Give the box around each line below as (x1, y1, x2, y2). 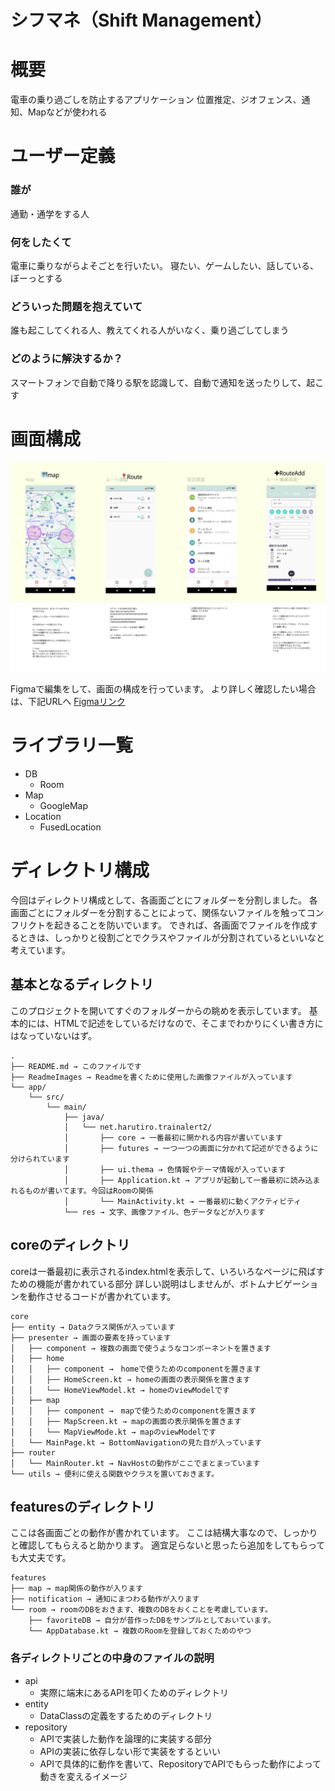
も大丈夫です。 (10, 1552, 72, 1564)
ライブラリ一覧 (10, 734, 134, 757)
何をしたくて (10, 235, 72, 249)
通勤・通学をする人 (10, 207, 90, 220)
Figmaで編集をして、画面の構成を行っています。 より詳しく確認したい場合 (10, 683, 317, 695)
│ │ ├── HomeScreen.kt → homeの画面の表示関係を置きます (10, 1374, 251, 1385)
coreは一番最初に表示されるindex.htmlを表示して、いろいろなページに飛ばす (10, 1265, 325, 1277)
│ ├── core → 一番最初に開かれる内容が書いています (63, 1132, 283, 1143)
